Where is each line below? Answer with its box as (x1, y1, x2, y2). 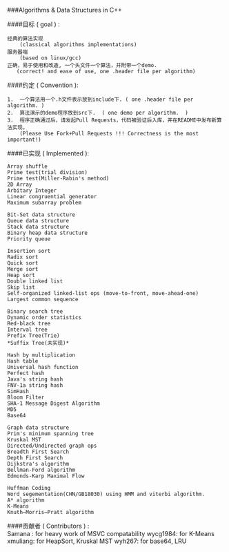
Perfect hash (7, 370, 45, 377)
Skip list (7, 284, 36, 291)
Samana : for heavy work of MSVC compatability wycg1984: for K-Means (7, 530, 215, 537)
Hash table (7, 358, 39, 365)
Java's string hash (7, 376, 63, 383)
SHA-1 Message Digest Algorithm (7, 400, 100, 407)
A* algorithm (7, 497, 45, 504)
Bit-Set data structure (7, 211, 76, 218)
